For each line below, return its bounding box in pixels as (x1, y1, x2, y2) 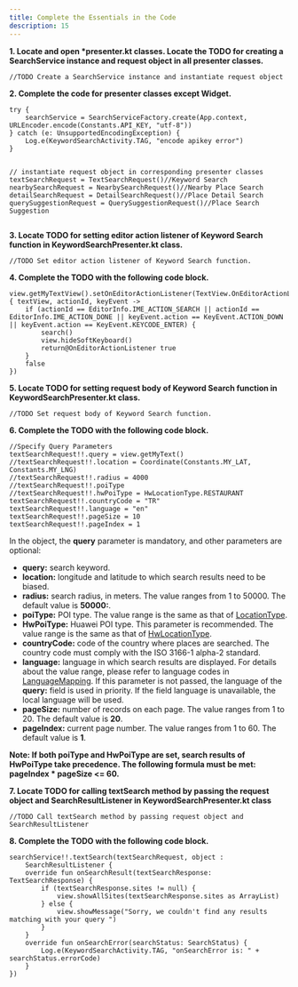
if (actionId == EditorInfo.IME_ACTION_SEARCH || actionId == (25, 304, 260, 314)
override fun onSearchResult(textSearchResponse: (25, 868, 213, 877)
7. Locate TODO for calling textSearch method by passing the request (9, 785, 270, 796)
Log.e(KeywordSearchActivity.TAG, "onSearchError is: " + (41, 946, 260, 955)
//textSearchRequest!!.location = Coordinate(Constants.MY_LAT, (9, 457, 252, 467)
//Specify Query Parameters (9, 442, 114, 451)
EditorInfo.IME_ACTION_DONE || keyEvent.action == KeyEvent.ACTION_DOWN (9, 312, 284, 321)
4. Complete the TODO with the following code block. (9, 272, 209, 283)
